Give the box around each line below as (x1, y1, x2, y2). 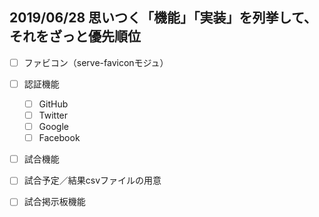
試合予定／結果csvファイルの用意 (23, 174, 162, 187)
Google (38, 121, 69, 133)
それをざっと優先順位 (9, 28, 141, 45)
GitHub (38, 98, 69, 110)
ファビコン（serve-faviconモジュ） (23, 56, 169, 68)
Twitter (38, 109, 69, 121)
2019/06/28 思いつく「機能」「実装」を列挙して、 (9, 9, 317, 27)
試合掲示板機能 (23, 196, 86, 208)
